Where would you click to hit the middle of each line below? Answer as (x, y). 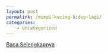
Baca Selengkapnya (31, 45)
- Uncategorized (37, 28)
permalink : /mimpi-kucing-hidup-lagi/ (54, 17)
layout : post (22, 11)
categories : (21, 22)
